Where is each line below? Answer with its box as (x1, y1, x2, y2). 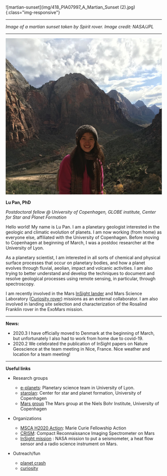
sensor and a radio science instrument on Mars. (20, 441, 118, 447)
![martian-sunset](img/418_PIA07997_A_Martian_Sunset (5, 4, 119, 10)
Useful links (5, 365, 31, 371)
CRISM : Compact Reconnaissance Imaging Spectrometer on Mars (20, 430, 155, 436)
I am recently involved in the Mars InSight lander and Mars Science (5, 291, 143, 297)
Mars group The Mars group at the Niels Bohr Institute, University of (20, 401, 159, 406)
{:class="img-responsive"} (5, 9, 60, 15)
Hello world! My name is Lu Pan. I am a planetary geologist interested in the (5, 224, 160, 230)
